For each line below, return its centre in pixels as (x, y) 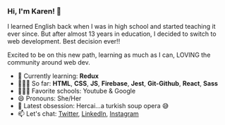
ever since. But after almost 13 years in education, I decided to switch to (112, 34)
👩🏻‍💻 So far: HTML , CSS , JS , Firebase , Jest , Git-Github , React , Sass (118, 84)
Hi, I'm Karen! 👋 (35, 11)
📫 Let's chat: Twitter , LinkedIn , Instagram (78, 114)
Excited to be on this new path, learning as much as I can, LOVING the (109, 55)
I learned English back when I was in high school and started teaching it (112, 27)
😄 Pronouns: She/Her (49, 98)
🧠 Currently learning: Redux (58, 76)
